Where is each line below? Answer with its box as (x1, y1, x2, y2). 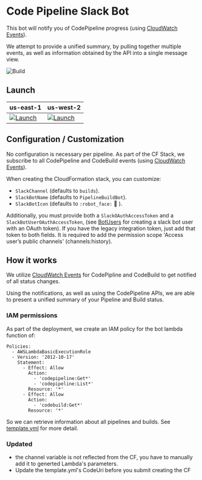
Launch (6, 85, 35, 96)
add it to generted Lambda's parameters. (15, 460, 119, 467)
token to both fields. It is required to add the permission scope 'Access (6, 231, 184, 238)
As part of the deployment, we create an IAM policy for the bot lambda (6, 325, 183, 333)
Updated (6, 440, 32, 448)
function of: (6, 331, 35, 339)
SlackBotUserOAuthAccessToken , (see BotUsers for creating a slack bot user (6, 218, 193, 225)
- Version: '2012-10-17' (12, 354, 75, 360)
